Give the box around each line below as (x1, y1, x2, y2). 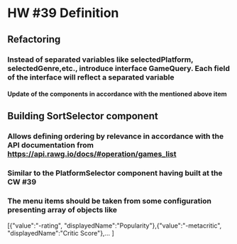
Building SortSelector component (7, 110, 158, 122)
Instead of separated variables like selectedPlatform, (7, 55, 194, 65)
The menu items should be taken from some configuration (7, 196, 211, 206)
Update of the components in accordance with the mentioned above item (7, 90, 227, 99)
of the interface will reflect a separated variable (7, 72, 175, 82)
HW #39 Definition (7, 5, 119, 21)
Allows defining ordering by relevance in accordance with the (7, 131, 224, 141)
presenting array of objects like (7, 205, 118, 215)
